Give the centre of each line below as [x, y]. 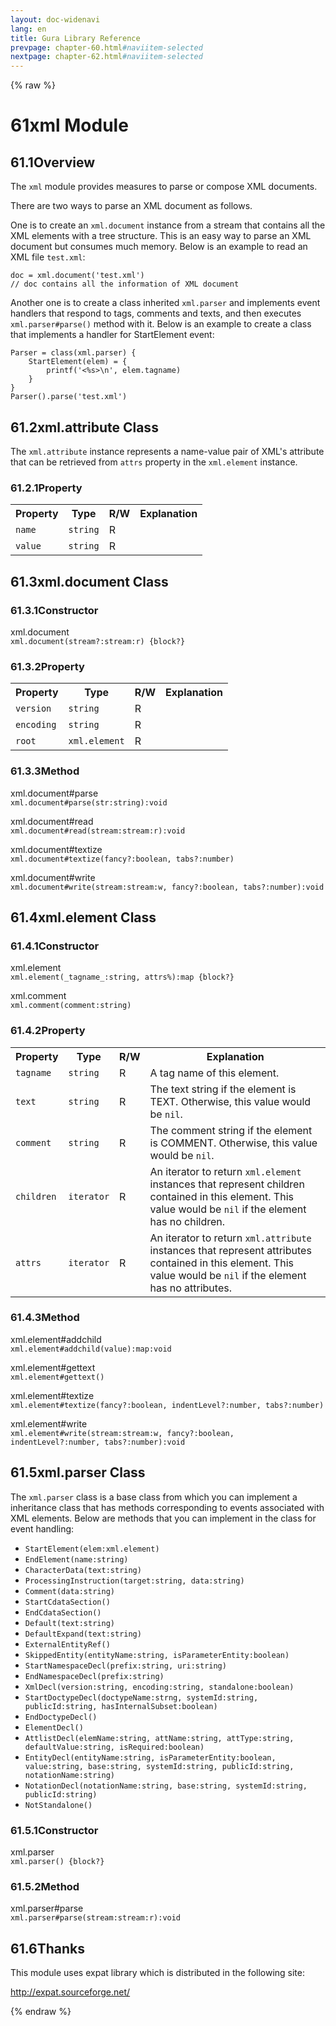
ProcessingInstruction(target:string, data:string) [134, 1581]
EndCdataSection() [63, 1612]
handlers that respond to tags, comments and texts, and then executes [156, 313]
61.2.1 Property [46, 488]
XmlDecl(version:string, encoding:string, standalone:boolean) [159, 1687]
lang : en [28, 29]
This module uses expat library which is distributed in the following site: [158, 1973]
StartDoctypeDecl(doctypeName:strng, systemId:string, [141, 1697]
